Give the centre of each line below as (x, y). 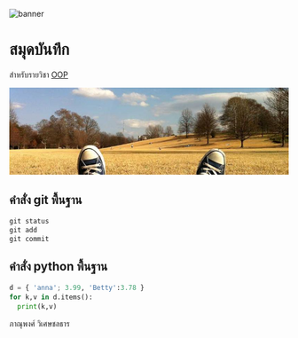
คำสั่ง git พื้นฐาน (46, 200)
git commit (29, 240)
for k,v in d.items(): (51, 297)
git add (24, 231)
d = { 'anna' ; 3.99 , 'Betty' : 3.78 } (77, 288)
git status (29, 222)
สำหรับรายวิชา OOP (39, 75)
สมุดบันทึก (39, 50)
